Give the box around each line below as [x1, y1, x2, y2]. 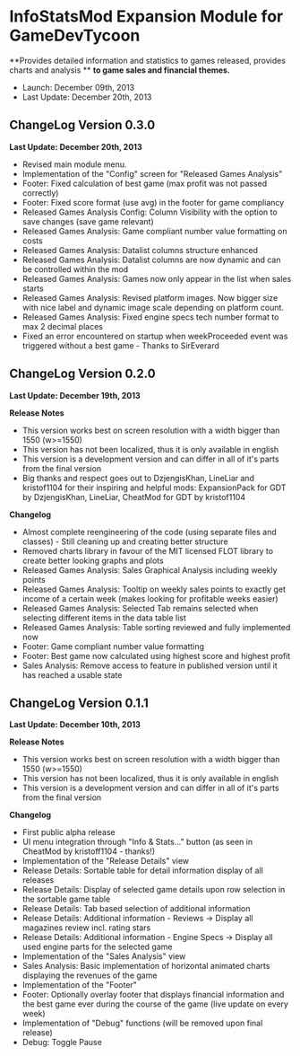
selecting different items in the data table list [21, 612, 186, 623]
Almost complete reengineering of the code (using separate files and [21, 526, 277, 537]
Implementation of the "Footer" [21, 980, 137, 990]
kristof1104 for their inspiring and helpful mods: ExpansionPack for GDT [21, 482, 287, 493]
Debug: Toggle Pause [21, 1037, 103, 1048]
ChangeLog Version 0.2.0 [9, 366, 156, 382]
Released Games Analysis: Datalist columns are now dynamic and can [21, 254, 281, 265]
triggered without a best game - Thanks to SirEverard [21, 339, 219, 351]
